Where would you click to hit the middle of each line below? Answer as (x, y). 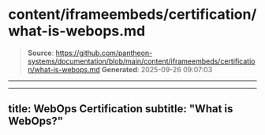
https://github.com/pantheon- (104, 53)
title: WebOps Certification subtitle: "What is (121, 109)
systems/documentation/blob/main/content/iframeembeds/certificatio (141, 61)
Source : (41, 53)
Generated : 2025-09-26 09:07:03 (157, 69)
